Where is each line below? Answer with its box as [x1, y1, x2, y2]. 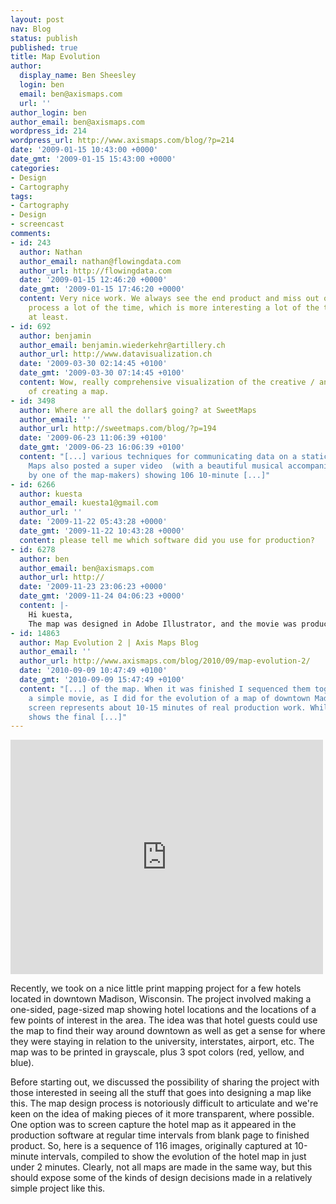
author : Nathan [19, 247, 83, 257]
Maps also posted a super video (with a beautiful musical [28, 461, 284, 471]
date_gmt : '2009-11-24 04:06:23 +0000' [19, 591, 186, 601]
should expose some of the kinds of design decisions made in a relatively [10, 1172, 313, 1184]
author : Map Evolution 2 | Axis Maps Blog [19, 637, 199, 648]
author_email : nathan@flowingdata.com [19, 256, 182, 266]
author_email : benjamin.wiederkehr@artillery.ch [19, 340, 226, 350]
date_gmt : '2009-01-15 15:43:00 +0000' [10, 154, 177, 164]
